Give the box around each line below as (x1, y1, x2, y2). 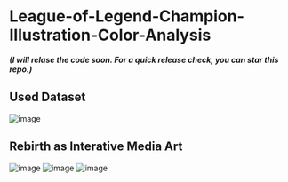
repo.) (9, 64, 33, 75)
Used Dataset (9, 90, 86, 105)
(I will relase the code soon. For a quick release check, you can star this (9, 54, 279, 65)
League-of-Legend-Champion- (9, 6, 244, 27)
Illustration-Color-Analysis (9, 25, 212, 45)
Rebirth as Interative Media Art (9, 139, 183, 154)
